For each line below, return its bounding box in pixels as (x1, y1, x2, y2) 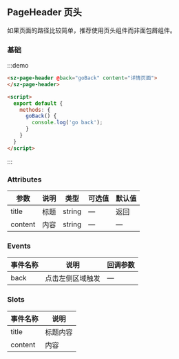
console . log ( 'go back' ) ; (32, 119, 103, 126)
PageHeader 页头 (7, 6, 83, 19)
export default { (13, 99, 63, 107)
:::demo (7, 61, 29, 70)
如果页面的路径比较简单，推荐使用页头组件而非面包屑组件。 (7, 26, 176, 35)
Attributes (7, 175, 42, 184)
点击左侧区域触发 (45, 273, 101, 283)
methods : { (19, 106, 51, 113)
